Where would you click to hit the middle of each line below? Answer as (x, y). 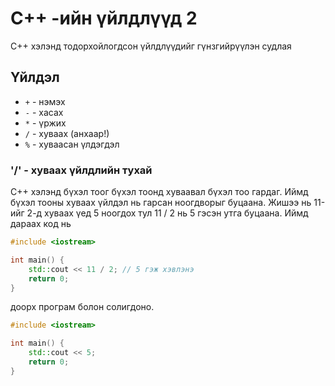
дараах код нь (41, 224)
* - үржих (45, 123)
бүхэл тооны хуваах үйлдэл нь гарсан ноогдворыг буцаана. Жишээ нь (161, 203)
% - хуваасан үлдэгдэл (72, 144)
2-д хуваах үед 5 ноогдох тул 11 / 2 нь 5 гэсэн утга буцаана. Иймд (167, 213)
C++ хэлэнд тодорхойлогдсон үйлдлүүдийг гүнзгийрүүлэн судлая (151, 46)
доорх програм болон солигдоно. (82, 307)
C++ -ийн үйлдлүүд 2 (104, 18)
